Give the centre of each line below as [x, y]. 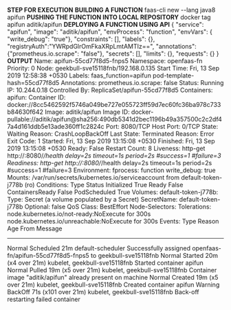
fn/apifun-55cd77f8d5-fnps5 [48, 255]
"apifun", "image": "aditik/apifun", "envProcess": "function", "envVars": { [110, 32]
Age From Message [35, 228]
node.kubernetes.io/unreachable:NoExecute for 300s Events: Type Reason [113, 221]
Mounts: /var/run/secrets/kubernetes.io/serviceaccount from [93, 177]
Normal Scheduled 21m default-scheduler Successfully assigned [99, 248]
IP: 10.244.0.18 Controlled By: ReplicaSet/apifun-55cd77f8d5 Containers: [110, 90]
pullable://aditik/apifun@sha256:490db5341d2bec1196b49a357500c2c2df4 [114, 119]
